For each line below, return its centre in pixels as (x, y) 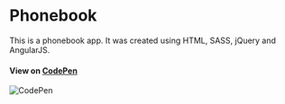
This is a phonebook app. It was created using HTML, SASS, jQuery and (143, 40)
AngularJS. (30, 49)
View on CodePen (44, 70)
